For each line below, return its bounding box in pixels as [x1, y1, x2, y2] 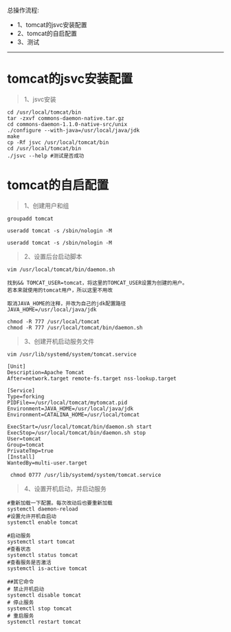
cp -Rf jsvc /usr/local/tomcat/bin [7, 139, 109, 146]
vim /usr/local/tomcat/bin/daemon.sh [7, 266, 115, 273]
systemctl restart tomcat [7, 618, 81, 625]
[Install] [7, 453, 36, 460]
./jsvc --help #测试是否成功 [7, 152, 85, 159]
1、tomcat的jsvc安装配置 [16, 21, 87, 29]
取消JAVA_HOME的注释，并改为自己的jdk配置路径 [7, 300, 126, 307]
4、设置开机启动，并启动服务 [23, 485, 107, 493]
